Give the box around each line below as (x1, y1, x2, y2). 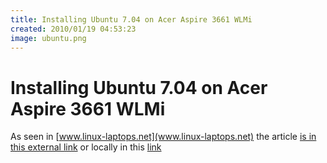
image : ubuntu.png (10, 33, 87, 43)
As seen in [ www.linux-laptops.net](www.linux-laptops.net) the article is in (10, 131, 317, 143)
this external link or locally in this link (10, 141, 162, 153)
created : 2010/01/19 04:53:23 (10, 24, 137, 34)
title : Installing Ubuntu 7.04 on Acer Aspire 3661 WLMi (10, 14, 253, 25)
